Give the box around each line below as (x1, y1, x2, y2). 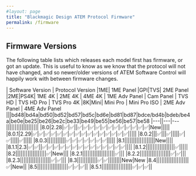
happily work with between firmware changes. (6, 75, 119, 82)
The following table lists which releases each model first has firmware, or (6, 57, 183, 64)
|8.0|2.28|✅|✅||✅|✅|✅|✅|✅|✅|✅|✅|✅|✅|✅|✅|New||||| (40, 124, 170, 131)
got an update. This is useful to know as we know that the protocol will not (6, 63, 186, 70)
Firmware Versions (6, 41, 77, 51)
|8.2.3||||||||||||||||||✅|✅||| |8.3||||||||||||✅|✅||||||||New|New (6, 157, 146, 164)
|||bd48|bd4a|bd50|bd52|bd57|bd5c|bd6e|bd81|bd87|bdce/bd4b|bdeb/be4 (6, 112, 191, 119)
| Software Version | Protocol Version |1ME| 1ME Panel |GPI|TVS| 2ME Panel (6, 87, 189, 94)
